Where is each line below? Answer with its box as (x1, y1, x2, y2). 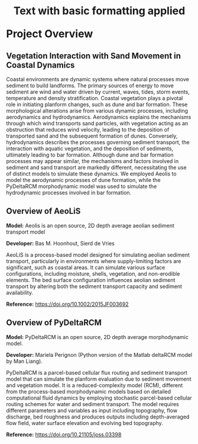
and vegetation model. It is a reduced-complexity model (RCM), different (6, 381, 183, 389)
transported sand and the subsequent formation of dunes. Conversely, (6, 132, 178, 139)
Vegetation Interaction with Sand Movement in (6, 50, 181, 60)
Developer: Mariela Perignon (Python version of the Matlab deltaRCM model (6, 351, 193, 358)
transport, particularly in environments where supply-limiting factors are (6, 257, 181, 264)
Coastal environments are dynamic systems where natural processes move (6, 76, 189, 82)
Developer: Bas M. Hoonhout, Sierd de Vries (6, 239, 115, 247)
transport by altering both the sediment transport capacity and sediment (6, 283, 182, 290)
